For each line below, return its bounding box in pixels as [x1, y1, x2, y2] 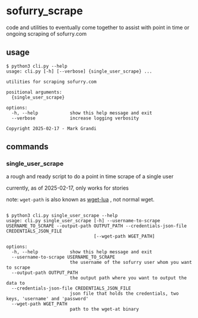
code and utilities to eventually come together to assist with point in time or [6, 24, 190, 31]
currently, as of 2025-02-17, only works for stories [6, 184, 129, 191]
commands [6, 141, 49, 152]
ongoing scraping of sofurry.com [6, 30, 87, 37]
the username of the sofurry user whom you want [69, 260, 193, 266]
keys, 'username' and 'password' [6, 296, 89, 302]
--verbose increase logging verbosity [11, 115, 139, 121]
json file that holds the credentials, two [69, 291, 179, 297]
